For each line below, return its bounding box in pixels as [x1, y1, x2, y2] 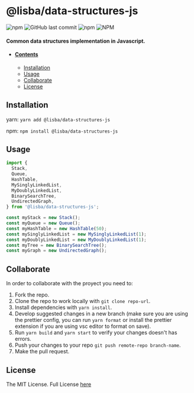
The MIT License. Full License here [6, 381, 92, 388]
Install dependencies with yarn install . [14, 304, 112, 311]
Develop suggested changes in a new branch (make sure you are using [14, 310, 188, 317]
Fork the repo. [14, 291, 50, 298]
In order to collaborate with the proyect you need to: [6, 280, 133, 287]
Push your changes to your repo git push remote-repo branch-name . [14, 342, 182, 349]
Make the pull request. [14, 348, 70, 355]
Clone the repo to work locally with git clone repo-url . [14, 298, 151, 305]
